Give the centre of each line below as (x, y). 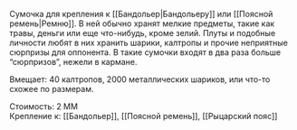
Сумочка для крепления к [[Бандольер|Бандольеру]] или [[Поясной (141, 14)
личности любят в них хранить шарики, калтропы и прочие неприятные (148, 42)
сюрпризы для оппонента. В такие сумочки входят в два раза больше (145, 52)
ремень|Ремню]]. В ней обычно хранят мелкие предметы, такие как (142, 23)
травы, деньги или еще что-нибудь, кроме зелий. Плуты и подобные (143, 33)
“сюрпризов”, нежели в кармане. (73, 62)
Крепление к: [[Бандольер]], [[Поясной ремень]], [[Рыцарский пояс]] (144, 116)
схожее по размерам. (52, 89)
